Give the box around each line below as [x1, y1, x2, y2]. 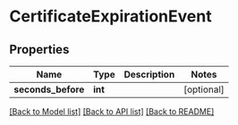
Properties [9, 42, 70, 57]
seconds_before [13, 83, 85, 96]
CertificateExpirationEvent [9, 6, 212, 27]
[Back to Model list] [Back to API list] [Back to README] [9, 106, 215, 117]
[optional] [183, 83, 225, 96]
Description [123, 69, 175, 80]
